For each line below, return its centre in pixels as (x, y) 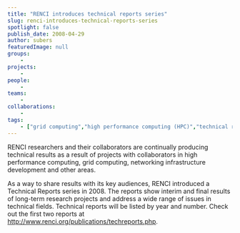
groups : (19, 54)
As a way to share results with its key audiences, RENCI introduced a (109, 183)
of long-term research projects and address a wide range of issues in (110, 198)
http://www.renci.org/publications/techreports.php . (83, 221)
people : (19, 80)
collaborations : (31, 107)
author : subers (30, 41)
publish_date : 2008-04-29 (46, 34)
